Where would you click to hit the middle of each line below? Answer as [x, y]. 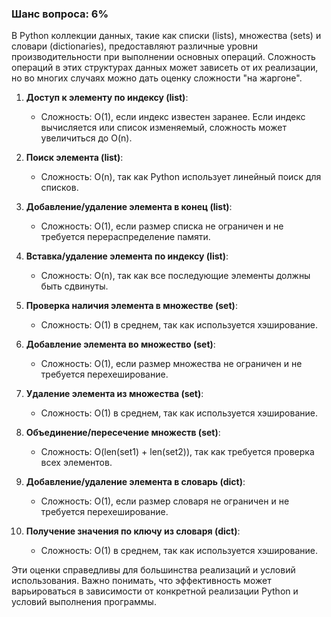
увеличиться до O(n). [86, 138]
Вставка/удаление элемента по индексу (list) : [127, 256]
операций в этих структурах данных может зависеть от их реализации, [165, 68]
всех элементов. [76, 463]
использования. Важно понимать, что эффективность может [141, 581]
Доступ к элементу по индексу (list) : [107, 98]
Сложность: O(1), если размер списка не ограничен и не [162, 226]
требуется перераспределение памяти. [125, 237]
